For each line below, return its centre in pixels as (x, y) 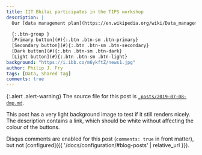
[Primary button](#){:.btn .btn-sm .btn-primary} (75, 40)
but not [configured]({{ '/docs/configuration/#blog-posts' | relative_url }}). (98, 145)
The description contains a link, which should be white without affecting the (100, 121)
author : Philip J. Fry (35, 68)
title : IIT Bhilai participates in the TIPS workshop (75, 12)
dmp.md (14, 103)
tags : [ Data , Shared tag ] (38, 74)
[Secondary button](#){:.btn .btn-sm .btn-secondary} (80, 46)
